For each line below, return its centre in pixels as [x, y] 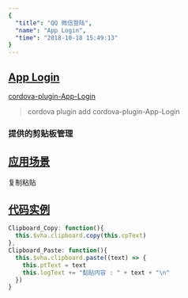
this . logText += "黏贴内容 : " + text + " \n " [96, 273]
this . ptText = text [55, 265]
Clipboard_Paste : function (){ [58, 250]
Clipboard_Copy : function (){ [56, 228]
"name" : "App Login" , [51, 30]
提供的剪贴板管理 [41, 133]
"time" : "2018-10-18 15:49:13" [67, 38]
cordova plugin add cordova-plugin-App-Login [103, 111]
